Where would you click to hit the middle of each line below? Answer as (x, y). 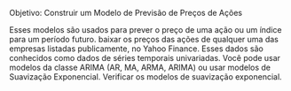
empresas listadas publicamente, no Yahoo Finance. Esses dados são (136, 49)
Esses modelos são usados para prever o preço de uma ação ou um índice (145, 30)
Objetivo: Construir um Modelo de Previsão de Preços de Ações (126, 13)
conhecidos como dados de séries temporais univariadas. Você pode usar (145, 58)
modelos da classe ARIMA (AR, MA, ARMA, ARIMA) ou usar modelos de (140, 67)
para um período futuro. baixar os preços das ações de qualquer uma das (144, 39)
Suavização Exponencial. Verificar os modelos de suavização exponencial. (145, 77)
